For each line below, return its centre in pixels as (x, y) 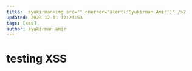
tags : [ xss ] (21, 23)
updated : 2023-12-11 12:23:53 (45, 18)
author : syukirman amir (36, 29)
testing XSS (36, 59)
